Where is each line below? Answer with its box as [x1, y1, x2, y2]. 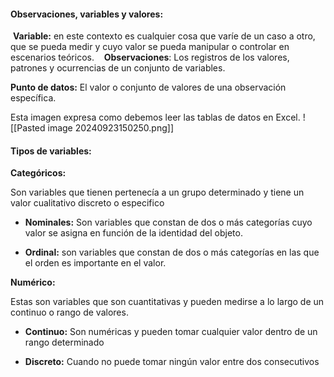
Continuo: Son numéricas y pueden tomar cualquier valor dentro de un [24, 326, 318, 338]
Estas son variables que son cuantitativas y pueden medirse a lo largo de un [10, 296, 325, 308]
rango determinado [24, 336, 105, 349]
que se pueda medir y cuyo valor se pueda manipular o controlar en [10, 41, 290, 53]
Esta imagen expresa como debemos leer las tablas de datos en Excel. [10, 111, 301, 124]
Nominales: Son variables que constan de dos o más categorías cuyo [24, 216, 313, 229]
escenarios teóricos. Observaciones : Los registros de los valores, [10, 51, 290, 64]
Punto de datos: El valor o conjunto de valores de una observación [10, 81, 287, 94]
